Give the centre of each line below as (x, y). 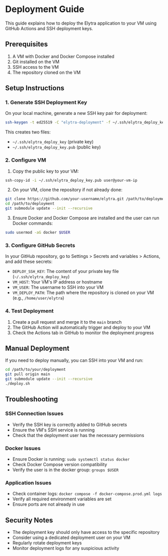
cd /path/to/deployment (30, 204)
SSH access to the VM (35, 67)
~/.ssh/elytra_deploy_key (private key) (53, 142)
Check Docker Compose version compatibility (60, 464)
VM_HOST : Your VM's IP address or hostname (57, 282)
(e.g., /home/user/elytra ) (38, 298)
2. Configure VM (26, 160)
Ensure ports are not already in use (48, 504)
